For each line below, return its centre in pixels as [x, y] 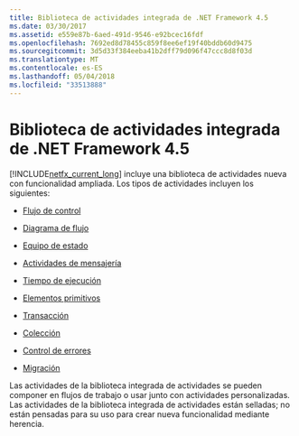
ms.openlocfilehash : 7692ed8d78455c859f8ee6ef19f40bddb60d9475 [131, 43]
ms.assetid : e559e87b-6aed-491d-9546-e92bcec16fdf [107, 34]
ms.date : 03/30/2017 [48, 26]
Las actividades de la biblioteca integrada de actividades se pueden [135, 385]
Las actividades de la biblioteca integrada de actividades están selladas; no [150, 404]
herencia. [27, 423]
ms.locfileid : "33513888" [58, 85]
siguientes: [30, 193]
